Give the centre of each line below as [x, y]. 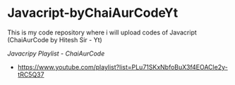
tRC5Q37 [31, 74]
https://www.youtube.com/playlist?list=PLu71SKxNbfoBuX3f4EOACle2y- [122, 67]
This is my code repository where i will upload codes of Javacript [102, 32]
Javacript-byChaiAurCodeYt [93, 13]
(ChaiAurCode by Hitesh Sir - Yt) [55, 39]
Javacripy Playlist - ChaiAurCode [56, 53]
